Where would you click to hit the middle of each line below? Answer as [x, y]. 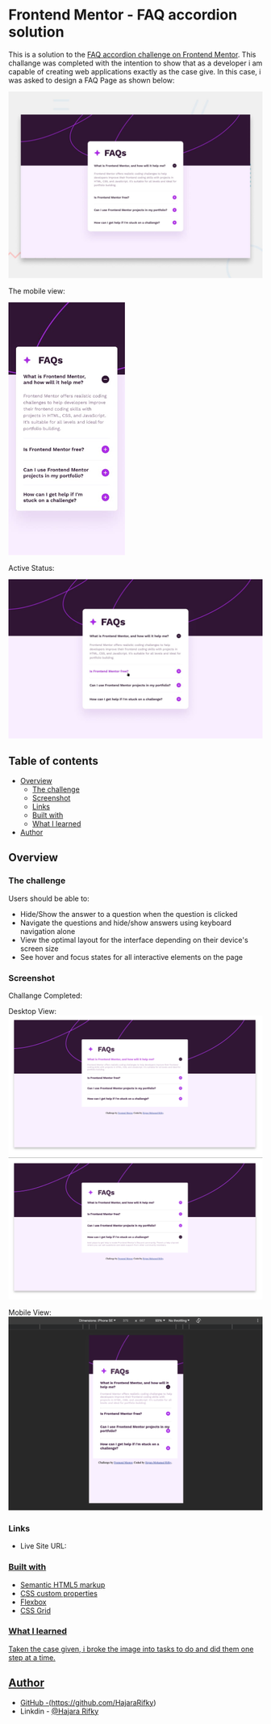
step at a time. [32, 1657]
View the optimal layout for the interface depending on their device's [134, 940]
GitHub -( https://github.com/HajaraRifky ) [88, 1702]
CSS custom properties [59, 1593]
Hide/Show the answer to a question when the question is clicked [129, 914]
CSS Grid [35, 1610]
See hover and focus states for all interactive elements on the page [131, 957]
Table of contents [53, 761]
